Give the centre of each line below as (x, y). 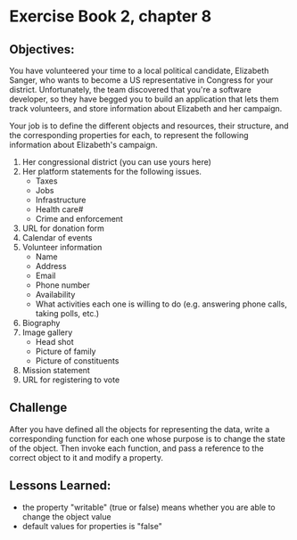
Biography (41, 323)
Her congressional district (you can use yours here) (117, 162)
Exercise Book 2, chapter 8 (111, 16)
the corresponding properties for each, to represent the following (129, 135)
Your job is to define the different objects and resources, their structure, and (149, 126)
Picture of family (66, 351)
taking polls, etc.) (67, 313)
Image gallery (47, 332)
